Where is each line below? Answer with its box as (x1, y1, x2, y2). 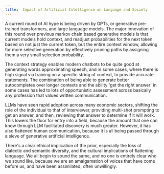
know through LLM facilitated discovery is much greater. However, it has (5, 123, 151, 129)
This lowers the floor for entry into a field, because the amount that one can (5, 117, 158, 123)
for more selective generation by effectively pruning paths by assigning (5, 46, 149, 52)
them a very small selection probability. (5, 52, 84, 58)
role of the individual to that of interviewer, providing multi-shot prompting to (5, 107, 160, 113)
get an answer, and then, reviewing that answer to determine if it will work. (5, 112, 155, 118)
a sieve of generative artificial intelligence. (5, 133, 91, 139)
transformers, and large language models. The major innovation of (20, 25, 154, 32)
